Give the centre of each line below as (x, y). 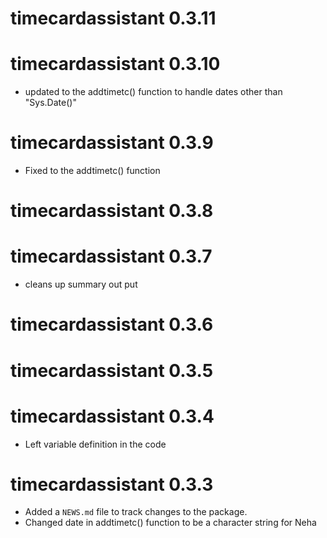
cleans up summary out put (81, 284)
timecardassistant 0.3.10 (115, 64)
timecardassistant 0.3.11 (113, 18)
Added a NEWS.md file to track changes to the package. (136, 512)
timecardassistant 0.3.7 (111, 256)
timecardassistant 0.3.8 (112, 211)
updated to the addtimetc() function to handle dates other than (153, 92)
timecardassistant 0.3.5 (112, 370)
